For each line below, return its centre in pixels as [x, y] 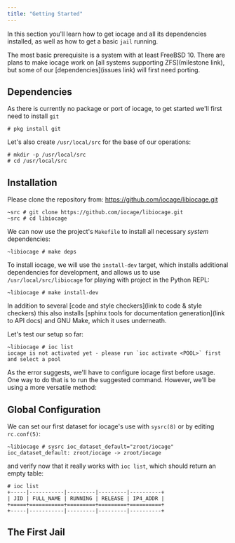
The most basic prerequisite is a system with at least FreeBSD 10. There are [116, 55]
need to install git [33, 116]
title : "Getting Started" [45, 14]
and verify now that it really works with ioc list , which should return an [112, 466]
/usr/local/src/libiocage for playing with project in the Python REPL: [108, 280]
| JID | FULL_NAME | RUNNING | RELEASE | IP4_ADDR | [86, 499]
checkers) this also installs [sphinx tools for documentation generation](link [116, 313]
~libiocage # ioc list [40, 347]
